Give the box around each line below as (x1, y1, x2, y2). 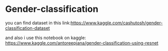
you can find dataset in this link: (5, 20, 71, 26)
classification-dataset (5, 25, 50, 31)
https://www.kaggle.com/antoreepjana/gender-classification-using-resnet (5, 40, 159, 46)
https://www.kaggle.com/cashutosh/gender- (70, 20, 163, 26)
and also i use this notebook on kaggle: (5, 35, 86, 41)
